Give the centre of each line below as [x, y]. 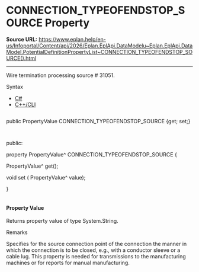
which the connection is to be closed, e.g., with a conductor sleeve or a [93, 250]
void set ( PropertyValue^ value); [46, 177]
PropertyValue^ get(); [32, 166]
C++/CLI [25, 104]
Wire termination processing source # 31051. [61, 75]
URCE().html [21, 58]
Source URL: [22, 39]
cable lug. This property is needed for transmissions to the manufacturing [96, 257]
